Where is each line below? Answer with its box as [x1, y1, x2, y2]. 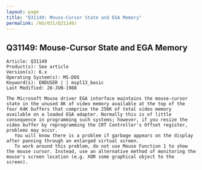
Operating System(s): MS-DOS [6, 74, 80, 80]
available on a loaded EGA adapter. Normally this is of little [6, 111, 172, 118]
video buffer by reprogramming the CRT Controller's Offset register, [6, 122, 188, 128]
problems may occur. [6, 128, 59, 134]
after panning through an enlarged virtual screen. [6, 138, 139, 144]
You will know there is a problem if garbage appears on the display [14, 132, 194, 139]
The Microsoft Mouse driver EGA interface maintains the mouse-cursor [6, 96, 188, 102]
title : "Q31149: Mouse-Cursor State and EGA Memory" [6, 15, 142, 21]
